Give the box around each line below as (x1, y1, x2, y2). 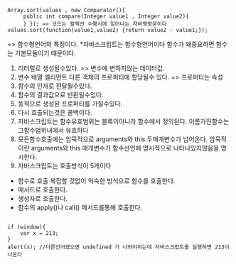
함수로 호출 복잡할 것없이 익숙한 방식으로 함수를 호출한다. (17, 177, 176, 185)
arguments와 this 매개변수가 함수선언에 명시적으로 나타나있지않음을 (31, 144, 220, 152)
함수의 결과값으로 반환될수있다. (17, 91, 104, 99)
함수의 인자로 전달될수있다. (17, 82, 92, 90)
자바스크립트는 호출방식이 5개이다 (17, 162, 112, 170)
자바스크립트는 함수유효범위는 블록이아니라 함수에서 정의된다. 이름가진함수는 (17, 117, 230, 126)
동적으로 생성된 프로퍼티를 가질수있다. (17, 99, 123, 108)
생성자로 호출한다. (17, 194, 68, 202)
